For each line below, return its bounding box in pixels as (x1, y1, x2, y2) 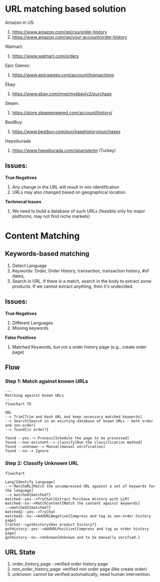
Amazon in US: (5, 19, 35, 25)
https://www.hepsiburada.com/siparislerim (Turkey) (12, 147, 116, 153)
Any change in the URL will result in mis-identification (12, 184, 120, 190)
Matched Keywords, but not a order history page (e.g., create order (12, 344, 147, 349)
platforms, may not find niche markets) (12, 213, 90, 219)
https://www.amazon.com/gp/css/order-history (12, 29, 107, 35)
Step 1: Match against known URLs (5, 378, 89, 385)
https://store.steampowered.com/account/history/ (12, 110, 113, 116)
